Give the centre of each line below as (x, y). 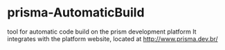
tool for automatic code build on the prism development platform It (102, 32)
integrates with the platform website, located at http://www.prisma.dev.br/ (112, 38)
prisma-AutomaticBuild (76, 13)
